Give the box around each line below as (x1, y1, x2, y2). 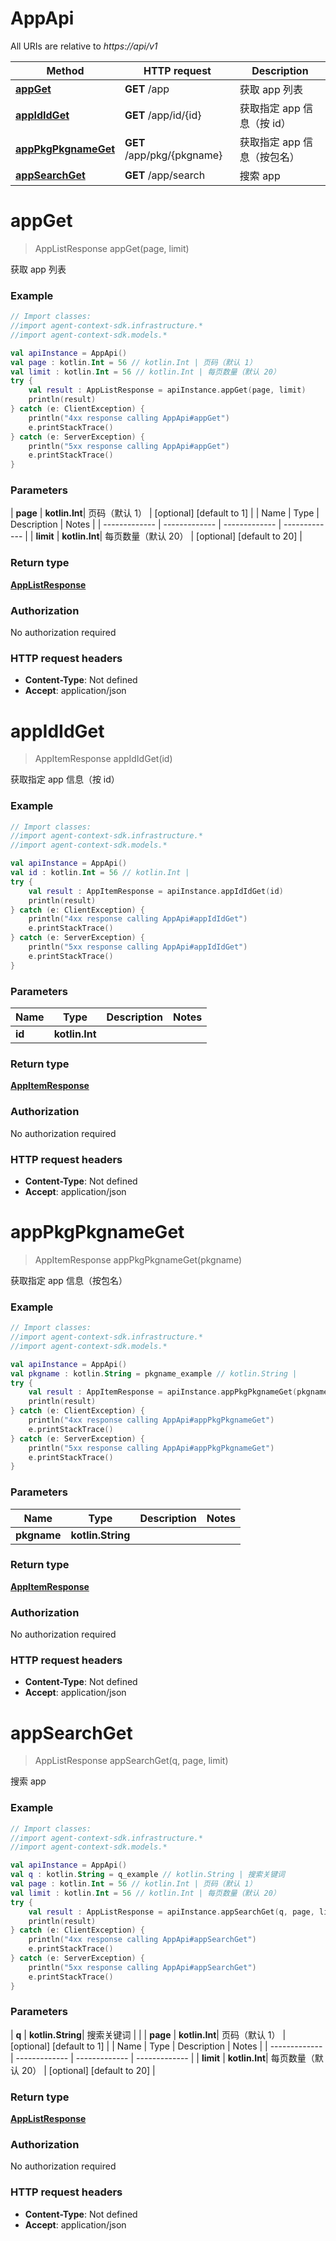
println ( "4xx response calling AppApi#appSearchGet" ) (28, 1935, 257, 1945)
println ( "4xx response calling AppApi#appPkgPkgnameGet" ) (28, 1415, 275, 1426)
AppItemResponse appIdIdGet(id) (34, 753, 173, 765)
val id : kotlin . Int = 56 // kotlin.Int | (10, 868, 190, 878)
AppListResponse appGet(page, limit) (34, 242, 190, 254)
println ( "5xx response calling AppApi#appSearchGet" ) (28, 1962, 257, 1972)
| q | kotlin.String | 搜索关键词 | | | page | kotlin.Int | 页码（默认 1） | (10, 2028, 287, 2041)
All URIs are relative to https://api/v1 (10, 40, 158, 52)
